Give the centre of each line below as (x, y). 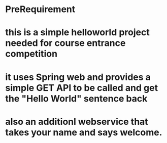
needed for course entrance (65, 43)
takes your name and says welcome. (84, 132)
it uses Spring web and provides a (78, 77)
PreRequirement (40, 9)
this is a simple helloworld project (77, 33)
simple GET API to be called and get (82, 88)
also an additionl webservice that (77, 122)
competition (31, 54)
